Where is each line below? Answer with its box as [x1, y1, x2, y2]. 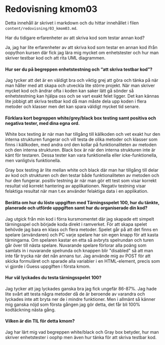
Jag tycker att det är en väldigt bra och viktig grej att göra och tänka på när [5, 77, 159, 83]
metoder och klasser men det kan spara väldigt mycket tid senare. [5, 104, 140, 110]
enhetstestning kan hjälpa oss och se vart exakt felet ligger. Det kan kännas [5, 93, 160, 99]
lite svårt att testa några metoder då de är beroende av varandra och [5, 291, 145, 297]
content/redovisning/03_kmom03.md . [5, 25, 78, 31]
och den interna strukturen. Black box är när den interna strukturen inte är [5, 147, 156, 153]
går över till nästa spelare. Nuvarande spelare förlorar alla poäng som [5, 242, 147, 248]
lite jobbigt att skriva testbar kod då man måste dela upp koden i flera [5, 98, 147, 105]
